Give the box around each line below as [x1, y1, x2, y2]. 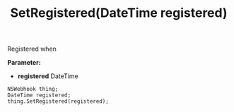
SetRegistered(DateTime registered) [10, 5, 228, 21]
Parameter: [7, 58, 41, 67]
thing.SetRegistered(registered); [7, 98, 110, 105]
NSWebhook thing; [7, 86, 59, 93]
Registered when [7, 44, 57, 54]
